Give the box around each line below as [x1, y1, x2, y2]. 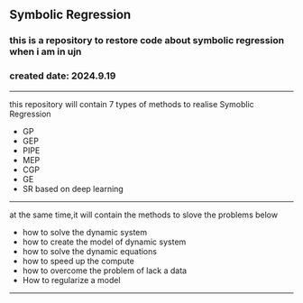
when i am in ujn [9, 45, 82, 58]
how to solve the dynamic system [22, 226, 148, 237]
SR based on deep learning [22, 183, 124, 194]
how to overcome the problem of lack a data [22, 265, 188, 276]
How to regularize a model [22, 274, 121, 285]
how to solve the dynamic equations [22, 245, 158, 256]
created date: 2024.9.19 [9, 69, 116, 82]
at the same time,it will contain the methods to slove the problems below [9, 209, 278, 220]
